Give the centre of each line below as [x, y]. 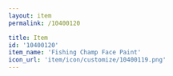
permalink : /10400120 [44, 23]
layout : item [30, 16]
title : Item [28, 38]
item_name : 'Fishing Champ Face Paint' [75, 53]
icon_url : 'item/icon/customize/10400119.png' [87, 60]
